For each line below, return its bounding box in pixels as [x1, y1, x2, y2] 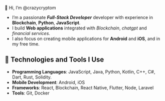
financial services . [12, 30, 51, 36]
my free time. [12, 41, 40, 47]
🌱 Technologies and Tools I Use [5, 55, 104, 64]
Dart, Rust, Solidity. [12, 74, 52, 80]
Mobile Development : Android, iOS [12, 79, 85, 85]
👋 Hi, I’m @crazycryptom [5, 5, 56, 10]
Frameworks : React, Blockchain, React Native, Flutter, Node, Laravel [12, 84, 154, 90]
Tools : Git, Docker [12, 90, 50, 96]
